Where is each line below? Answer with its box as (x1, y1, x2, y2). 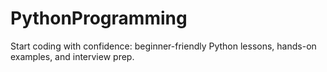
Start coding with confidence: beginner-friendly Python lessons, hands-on (10, 40, 317, 52)
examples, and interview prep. (10, 50, 135, 62)
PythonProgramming (10, 7, 188, 30)
